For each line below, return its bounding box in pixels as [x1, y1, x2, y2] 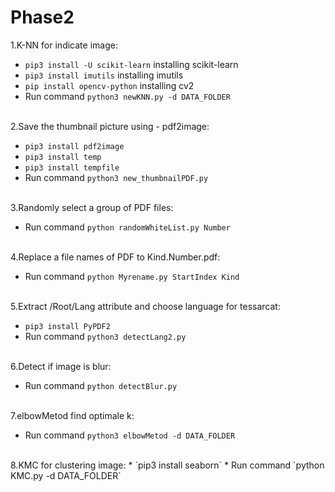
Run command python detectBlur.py [24, 379, 178, 391]
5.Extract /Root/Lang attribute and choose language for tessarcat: [10, 300, 281, 312]
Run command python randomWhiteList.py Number [24, 221, 231, 233]
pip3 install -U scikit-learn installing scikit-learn [24, 58, 239, 70]
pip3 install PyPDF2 [24, 321, 111, 331]
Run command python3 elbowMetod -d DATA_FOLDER [24, 429, 236, 441]
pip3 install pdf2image [24, 141, 125, 151]
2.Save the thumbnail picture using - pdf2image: [10, 120, 210, 132]
